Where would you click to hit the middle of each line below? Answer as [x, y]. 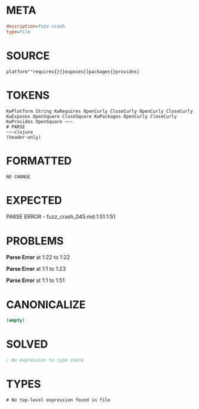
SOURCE [28, 56]
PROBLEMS [35, 241]
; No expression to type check [45, 360]
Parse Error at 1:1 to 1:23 [36, 269]
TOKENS [28, 95]
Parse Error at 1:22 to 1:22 [38, 258]
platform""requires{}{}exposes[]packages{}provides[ [73, 72]
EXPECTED [34, 200]
